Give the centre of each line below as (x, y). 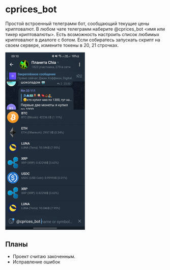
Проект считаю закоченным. (44, 257)
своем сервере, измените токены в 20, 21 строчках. (62, 45)
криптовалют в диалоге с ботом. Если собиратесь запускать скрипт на (83, 40)
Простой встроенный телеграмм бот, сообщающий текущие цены (77, 23)
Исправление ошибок (36, 262)
